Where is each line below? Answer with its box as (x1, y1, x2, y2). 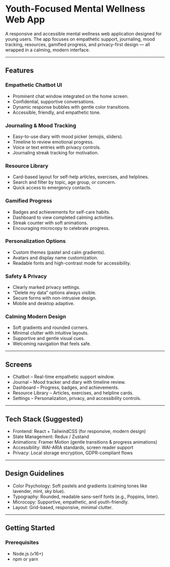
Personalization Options (5, 238, 66, 245)
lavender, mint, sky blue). (12, 488, 65, 494)
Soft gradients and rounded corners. (12, 324, 89, 330)
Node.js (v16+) (12, 550, 44, 556)
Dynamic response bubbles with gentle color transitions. (12, 104, 131, 110)
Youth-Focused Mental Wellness (5, 3, 146, 15)
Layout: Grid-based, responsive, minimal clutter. (12, 504, 113, 510)
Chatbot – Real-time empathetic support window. (12, 374, 115, 380)
